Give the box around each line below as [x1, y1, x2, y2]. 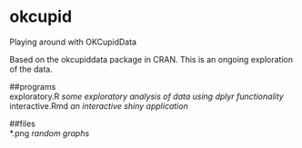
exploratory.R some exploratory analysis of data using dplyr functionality [9, 91, 284, 102]
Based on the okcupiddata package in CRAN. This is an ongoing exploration [9, 54, 294, 64]
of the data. [9, 64, 53, 74]
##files [9, 118, 36, 129]
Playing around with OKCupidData [9, 36, 137, 47]
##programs [9, 81, 56, 92]
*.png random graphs [9, 127, 90, 138]
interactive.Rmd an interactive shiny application [9, 100, 188, 111]
